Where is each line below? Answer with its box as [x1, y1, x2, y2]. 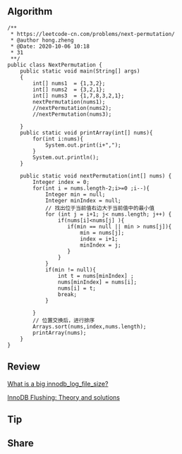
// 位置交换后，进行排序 [32, 317, 95, 324]
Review [7, 361, 41, 373]
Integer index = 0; [32, 178, 90, 185]
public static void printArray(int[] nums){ [20, 129, 153, 136]
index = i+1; [80, 235, 119, 243]
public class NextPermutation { [7, 61, 102, 68]
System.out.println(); [32, 154, 99, 161]
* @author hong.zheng [10, 37, 74, 44]
